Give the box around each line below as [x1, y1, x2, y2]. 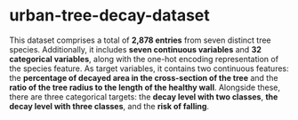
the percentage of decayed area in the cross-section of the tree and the [9, 72, 278, 83]
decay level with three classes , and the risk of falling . [9, 100, 210, 111]
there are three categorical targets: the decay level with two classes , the [9, 91, 278, 102]
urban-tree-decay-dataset [9, 5, 211, 26]
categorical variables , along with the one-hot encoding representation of [9, 53, 278, 64]
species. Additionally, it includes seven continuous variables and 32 [9, 44, 262, 54]
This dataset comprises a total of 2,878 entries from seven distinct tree [9, 35, 271, 45]
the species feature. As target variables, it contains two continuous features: [9, 63, 289, 74]
